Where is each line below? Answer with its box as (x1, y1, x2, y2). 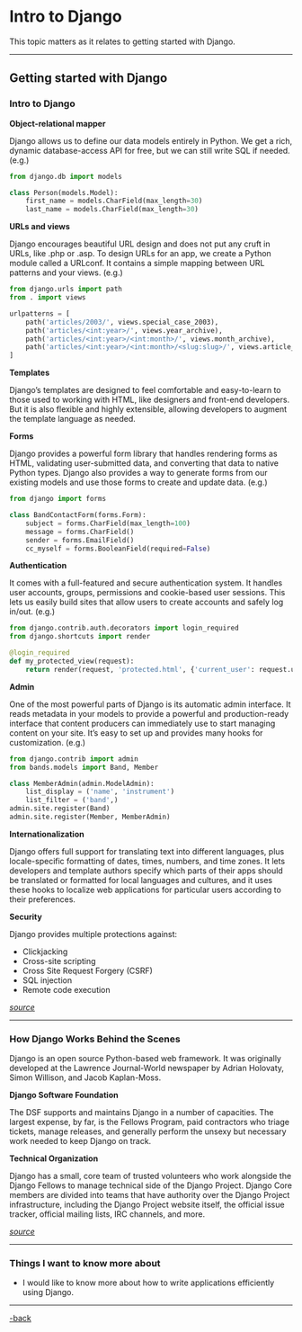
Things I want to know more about (9, 1257, 161, 1270)
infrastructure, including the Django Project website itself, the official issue (9, 1199, 285, 1211)
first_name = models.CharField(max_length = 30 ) (25, 196, 203, 206)
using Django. (22, 1287, 75, 1298)
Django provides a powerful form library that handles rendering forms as (9, 448, 278, 460)
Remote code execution (22, 984, 111, 995)
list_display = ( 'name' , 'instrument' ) (25, 787, 175, 797)
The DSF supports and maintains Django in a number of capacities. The (9, 1107, 274, 1118)
